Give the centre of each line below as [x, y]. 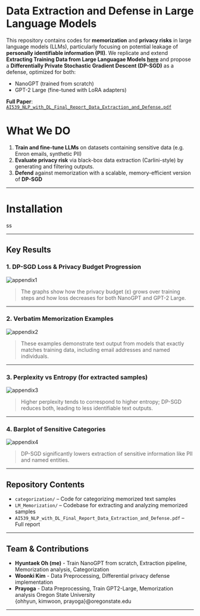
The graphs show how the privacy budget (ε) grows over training [100, 292]
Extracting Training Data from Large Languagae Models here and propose [99, 59]
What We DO [38, 131]
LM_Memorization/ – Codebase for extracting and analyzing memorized [101, 505]
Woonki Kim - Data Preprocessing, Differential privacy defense [92, 576]
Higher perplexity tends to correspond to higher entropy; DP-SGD [101, 402]
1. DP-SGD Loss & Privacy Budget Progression [74, 267]
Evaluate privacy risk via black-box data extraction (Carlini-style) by [99, 160]
